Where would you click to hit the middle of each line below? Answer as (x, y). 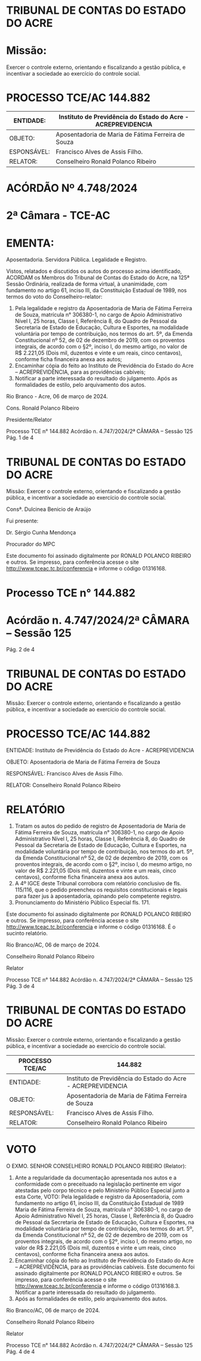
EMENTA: (30, 243)
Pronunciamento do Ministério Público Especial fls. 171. (83, 903)
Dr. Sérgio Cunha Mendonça (41, 533)
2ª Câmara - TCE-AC (58, 216)
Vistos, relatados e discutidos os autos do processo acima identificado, (94, 271)
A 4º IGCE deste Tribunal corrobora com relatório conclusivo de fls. (98, 884)
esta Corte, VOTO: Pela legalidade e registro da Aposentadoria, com (99, 1197)
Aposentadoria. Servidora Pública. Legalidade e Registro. (77, 260)
